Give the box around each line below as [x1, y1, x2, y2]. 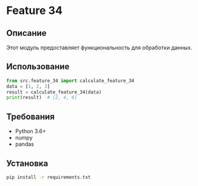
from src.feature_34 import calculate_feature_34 [6, 77, 135, 84]
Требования [6, 111, 55, 122]
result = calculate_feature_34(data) [6, 89, 102, 95]
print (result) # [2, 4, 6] [6, 95, 78, 101]
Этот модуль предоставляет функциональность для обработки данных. [6, 44, 193, 51]
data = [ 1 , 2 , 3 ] [6, 83, 50, 89]
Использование [6, 61, 70, 72]
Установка [6, 158, 49, 168]
